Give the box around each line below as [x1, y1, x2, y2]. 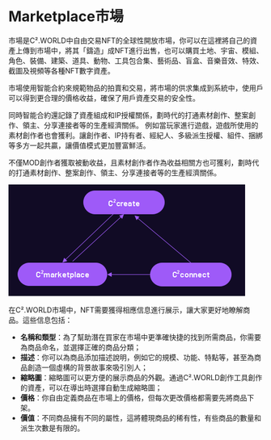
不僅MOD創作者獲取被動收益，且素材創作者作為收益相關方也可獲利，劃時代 [8, 157, 260, 167]
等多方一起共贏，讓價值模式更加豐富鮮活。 [8, 140, 150, 150]
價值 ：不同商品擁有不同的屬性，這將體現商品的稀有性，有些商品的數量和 [19, 413, 261, 422]
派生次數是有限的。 [19, 423, 85, 433]
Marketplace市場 [8, 7, 124, 26]
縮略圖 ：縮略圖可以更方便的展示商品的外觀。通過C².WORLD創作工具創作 [19, 372, 263, 382]
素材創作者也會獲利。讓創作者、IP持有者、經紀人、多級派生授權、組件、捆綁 [8, 130, 263, 140]
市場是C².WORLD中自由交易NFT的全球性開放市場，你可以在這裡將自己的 [8, 36, 251, 45]
